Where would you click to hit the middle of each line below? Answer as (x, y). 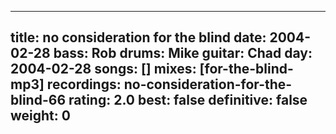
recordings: (84, 84)
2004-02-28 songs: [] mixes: (103, 69)
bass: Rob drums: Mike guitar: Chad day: (183, 53)
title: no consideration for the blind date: (138, 37)
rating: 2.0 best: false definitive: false (188, 100)
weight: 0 (40, 116)
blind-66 (38, 100)
